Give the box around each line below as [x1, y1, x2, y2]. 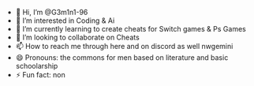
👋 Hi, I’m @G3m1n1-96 [15, 8, 88, 17]
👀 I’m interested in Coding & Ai [15, 16, 115, 25]
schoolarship [15, 62, 58, 70]
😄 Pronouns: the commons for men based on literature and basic [15, 53, 229, 62]
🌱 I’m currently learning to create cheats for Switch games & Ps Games [15, 24, 246, 33]
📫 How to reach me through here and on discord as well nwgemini [15, 42, 233, 50]
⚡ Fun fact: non [15, 70, 65, 79]
